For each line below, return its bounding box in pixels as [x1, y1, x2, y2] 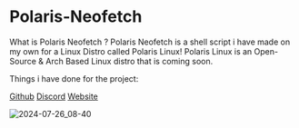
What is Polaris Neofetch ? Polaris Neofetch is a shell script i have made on [9, 36, 291, 47]
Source [9, 55, 36, 66]
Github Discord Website [9, 91, 98, 102]
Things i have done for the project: [9, 73, 139, 84]
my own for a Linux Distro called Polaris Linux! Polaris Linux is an [9, 45, 253, 56]
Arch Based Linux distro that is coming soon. [45, 55, 214, 66]
